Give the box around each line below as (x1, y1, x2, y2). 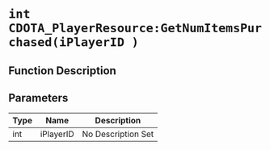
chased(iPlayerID (8, 35, 125, 50)
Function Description (8, 64, 117, 77)
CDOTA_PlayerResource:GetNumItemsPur (8, 21, 263, 36)
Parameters (8, 91, 69, 105)
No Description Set (82, 128, 154, 140)
